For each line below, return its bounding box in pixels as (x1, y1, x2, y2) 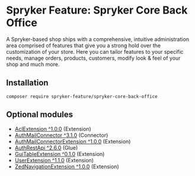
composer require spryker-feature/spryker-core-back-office (6, 93, 158, 99)
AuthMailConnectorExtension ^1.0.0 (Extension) (14, 138, 131, 145)
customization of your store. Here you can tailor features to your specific (6, 48, 184, 55)
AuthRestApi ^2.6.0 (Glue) (14, 144, 78, 151)
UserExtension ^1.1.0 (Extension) (14, 157, 94, 164)
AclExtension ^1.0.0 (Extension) (14, 125, 92, 132)
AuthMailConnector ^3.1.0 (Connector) (14, 131, 108, 139)
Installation (6, 78, 49, 88)
